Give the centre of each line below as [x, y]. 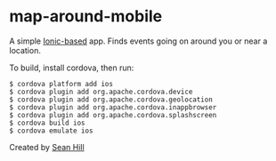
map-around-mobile [86, 16]
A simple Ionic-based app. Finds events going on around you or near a [138, 41]
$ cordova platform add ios [61, 84]
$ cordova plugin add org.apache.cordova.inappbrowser [113, 107]
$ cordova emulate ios [51, 131]
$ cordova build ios [48, 123]
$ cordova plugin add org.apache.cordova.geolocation [111, 100]
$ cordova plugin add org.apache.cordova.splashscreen [113, 115]
